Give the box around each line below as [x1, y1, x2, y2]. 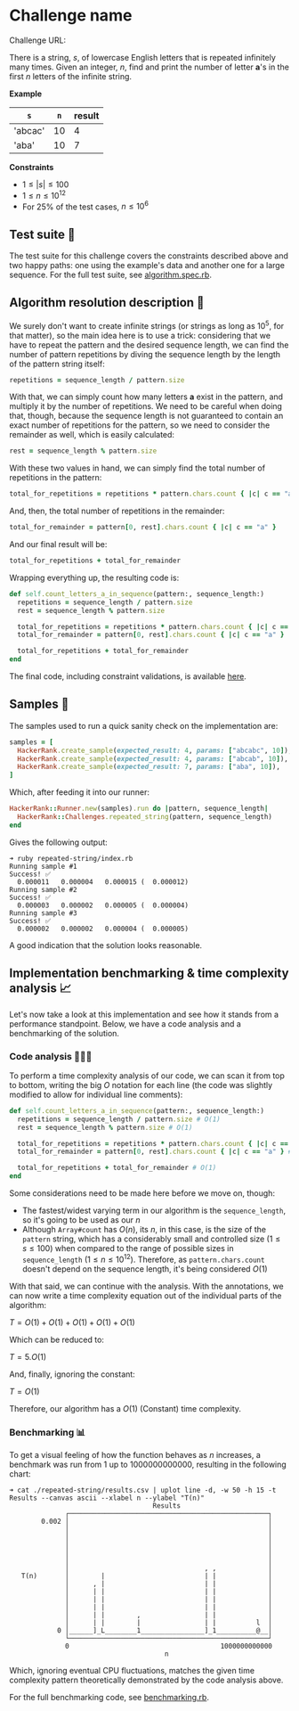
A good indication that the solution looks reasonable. [9, 939, 203, 950]
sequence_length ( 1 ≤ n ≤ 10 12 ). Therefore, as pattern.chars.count [21, 1253, 265, 1265]
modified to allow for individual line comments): [9, 1089, 183, 1100]
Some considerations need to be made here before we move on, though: [9, 1188, 276, 1199]
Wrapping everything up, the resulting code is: [9, 572, 180, 583]
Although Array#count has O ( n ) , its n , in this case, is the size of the [21, 1224, 267, 1235]
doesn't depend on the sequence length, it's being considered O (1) [21, 1263, 269, 1274]
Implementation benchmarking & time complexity [9, 966, 289, 981]
